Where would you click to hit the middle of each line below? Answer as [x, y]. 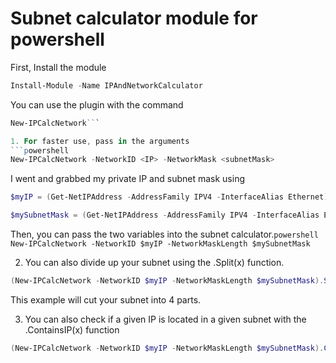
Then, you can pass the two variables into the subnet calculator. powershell [164, 234]
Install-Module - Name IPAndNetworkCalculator [106, 85]
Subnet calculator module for [134, 18]
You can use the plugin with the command [97, 104]
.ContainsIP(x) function [72, 329]
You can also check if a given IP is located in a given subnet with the [165, 319]
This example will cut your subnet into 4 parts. [106, 299]
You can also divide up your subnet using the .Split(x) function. [154, 263]
